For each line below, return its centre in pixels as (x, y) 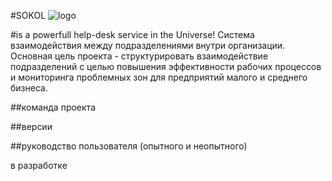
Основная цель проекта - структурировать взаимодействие (139, 56)
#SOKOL (28, 15)
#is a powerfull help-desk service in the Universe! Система (132, 34)
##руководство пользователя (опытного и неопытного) (129, 146)
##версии (31, 126)
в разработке (39, 165)
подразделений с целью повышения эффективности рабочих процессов (166, 66)
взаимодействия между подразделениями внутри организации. (148, 45)
